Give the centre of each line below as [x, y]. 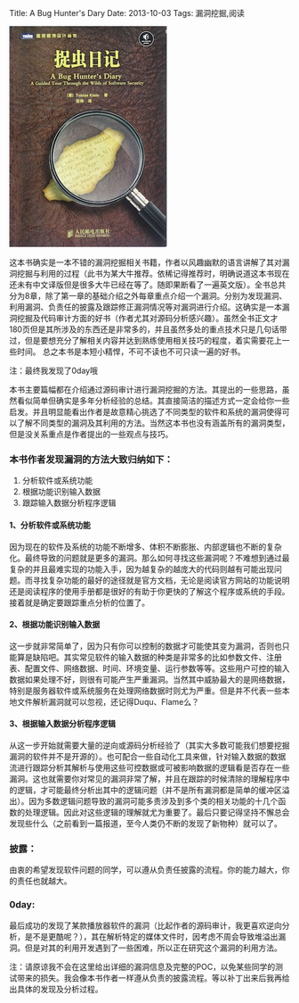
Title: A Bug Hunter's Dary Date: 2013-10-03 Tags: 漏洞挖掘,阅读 [127, 13]
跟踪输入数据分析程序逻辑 [69, 503]
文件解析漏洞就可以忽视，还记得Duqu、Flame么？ [108, 701]
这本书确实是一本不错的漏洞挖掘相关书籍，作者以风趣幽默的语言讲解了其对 [145, 262]
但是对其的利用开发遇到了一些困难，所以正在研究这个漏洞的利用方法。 [153, 948]
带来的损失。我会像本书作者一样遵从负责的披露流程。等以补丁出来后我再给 [153, 978]
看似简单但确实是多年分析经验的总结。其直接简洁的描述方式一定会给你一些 [153, 401]
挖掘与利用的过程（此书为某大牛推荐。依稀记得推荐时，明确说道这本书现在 [153, 274]
